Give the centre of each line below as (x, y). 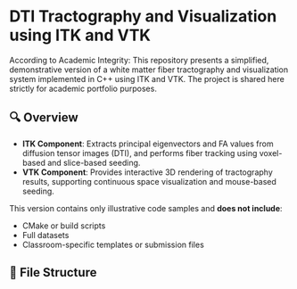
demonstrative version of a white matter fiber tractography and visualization (149, 70)
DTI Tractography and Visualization (143, 17)
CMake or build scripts (64, 226)
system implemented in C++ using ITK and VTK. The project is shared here (147, 78)
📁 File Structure (53, 272)
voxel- (271, 153)
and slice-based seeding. (94, 162)
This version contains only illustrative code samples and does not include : (146, 208)
